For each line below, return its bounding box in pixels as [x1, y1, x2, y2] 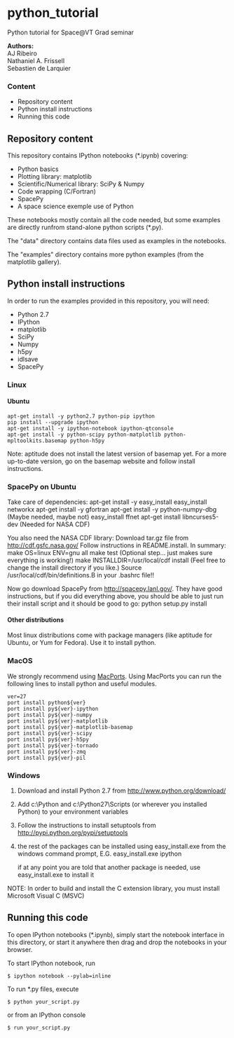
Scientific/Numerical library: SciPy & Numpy [17, 180, 145, 189]
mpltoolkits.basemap [7, 437, 68, 444]
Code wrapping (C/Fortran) [17, 187, 97, 196]
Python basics [17, 165, 60, 173]
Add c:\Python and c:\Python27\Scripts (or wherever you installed [17, 800, 207, 809]
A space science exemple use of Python [17, 202, 135, 211]
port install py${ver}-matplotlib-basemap [7, 723, 133, 730]
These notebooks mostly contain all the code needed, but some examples [7, 216, 221, 224]
